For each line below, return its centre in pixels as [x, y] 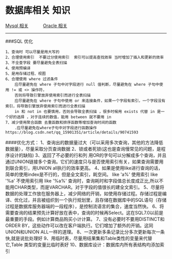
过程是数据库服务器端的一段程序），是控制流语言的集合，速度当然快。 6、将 [85, 206]
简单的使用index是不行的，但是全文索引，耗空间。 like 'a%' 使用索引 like [82, 174]
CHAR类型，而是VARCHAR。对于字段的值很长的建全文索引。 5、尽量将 [89, 187]
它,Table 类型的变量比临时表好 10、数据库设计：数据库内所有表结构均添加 [83, 244]
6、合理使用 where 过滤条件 [32, 79]
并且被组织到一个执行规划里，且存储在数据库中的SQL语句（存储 [99, 200]
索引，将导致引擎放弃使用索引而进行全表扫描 [45, 106]
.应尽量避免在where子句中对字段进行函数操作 [56, 128]
